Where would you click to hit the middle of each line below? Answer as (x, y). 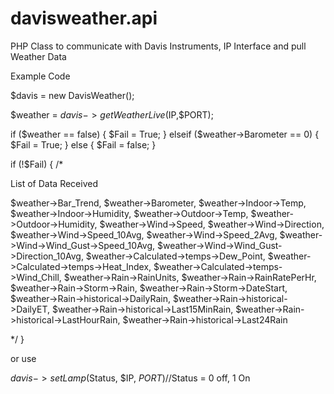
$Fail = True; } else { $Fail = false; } (83, 144)
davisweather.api (84, 18)
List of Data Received (54, 183)
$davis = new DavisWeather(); (72, 95)
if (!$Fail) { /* (37, 164)
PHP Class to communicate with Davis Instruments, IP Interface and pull (158, 46)
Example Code (40, 76)
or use (23, 358)
